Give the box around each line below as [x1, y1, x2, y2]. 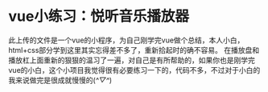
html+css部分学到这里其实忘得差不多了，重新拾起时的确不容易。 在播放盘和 [8, 45, 260, 54]
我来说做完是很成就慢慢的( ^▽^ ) [8, 75, 113, 85]
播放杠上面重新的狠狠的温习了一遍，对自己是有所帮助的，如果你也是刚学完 [8, 55, 255, 65]
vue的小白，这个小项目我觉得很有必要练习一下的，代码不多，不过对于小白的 [8, 65, 261, 74]
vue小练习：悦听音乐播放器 [8, 7, 189, 26]
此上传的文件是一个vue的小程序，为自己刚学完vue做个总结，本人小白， [8, 35, 245, 45]
